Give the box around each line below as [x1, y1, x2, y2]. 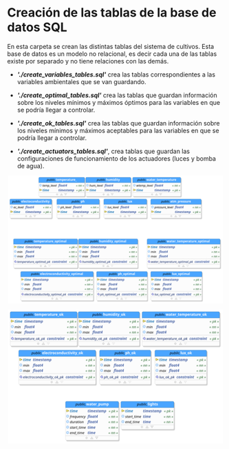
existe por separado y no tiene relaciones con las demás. [7, 57, 169, 65]
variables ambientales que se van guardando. [17, 77, 146, 86]
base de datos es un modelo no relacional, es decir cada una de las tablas [7, 50, 217, 58]
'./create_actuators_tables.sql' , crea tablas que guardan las [17, 147, 190, 155]
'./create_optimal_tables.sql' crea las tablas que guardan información [17, 91, 218, 99]
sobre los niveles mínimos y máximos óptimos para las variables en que [17, 98, 221, 106]
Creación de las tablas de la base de [7, 5, 217, 21]
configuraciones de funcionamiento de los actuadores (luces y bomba [17, 154, 217, 163]
